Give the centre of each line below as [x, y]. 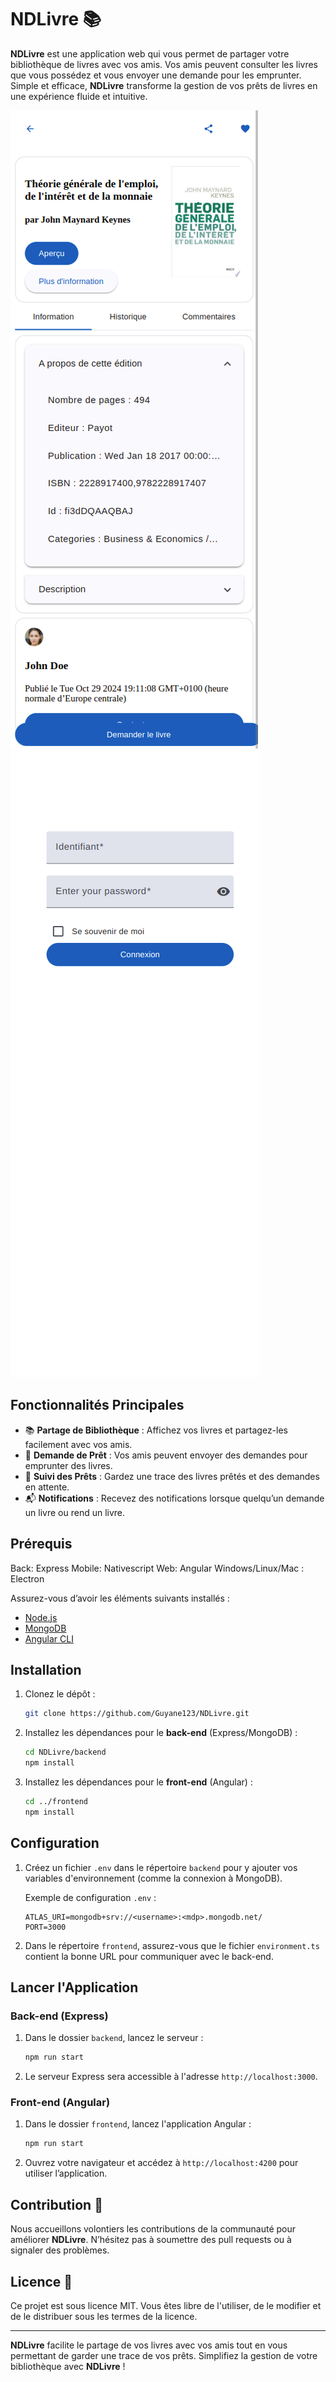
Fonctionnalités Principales [97, 1405]
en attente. [47, 1487]
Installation [46, 1669]
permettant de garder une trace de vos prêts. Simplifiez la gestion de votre [164, 2355]
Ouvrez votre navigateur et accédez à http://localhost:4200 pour [161, 2163]
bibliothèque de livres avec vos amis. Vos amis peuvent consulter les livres [164, 64]
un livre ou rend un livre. [75, 1512]
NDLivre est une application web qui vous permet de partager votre [150, 53]
